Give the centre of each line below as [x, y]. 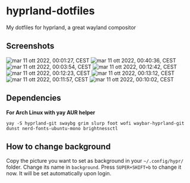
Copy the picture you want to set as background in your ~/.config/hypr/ [95, 161]
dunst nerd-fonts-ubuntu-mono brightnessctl [62, 128]
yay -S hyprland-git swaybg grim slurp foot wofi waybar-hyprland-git [95, 123]
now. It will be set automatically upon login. [59, 173]
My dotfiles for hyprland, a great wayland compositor [71, 27]
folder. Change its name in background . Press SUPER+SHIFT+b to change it [94, 167]
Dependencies [34, 98]
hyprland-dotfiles [50, 11]
